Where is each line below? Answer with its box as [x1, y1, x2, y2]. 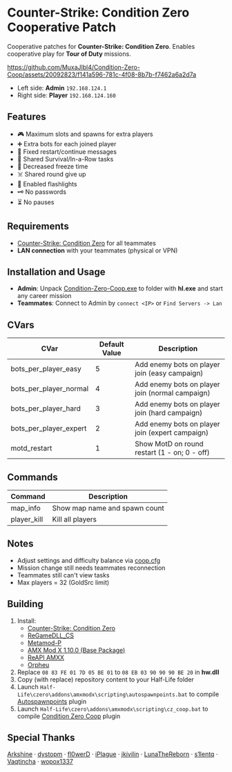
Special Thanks [7, 732, 75, 744]
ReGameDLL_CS [27, 631, 75, 640]
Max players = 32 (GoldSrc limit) [17, 578, 110, 586]
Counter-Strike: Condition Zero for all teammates [17, 239, 157, 247]
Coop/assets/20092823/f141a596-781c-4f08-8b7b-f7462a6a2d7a [7, 70, 197, 79]
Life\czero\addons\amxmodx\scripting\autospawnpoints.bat [17, 691, 188, 698]
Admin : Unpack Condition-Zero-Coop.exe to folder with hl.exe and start [17, 284, 223, 293]
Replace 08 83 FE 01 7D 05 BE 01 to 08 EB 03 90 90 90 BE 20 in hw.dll [17, 668, 220, 676]
